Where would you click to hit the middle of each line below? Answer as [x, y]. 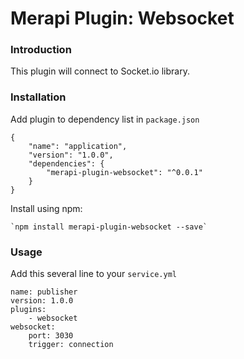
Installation [38, 97]
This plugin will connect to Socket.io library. [100, 71]
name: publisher [44, 292]
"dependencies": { [66, 163]
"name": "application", [78, 146]
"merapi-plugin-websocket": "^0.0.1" [124, 172]
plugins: [28, 310]
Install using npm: [46, 208]
